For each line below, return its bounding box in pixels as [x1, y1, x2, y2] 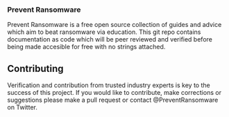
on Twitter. [7, 103, 38, 111]
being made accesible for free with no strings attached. [7, 43, 166, 51]
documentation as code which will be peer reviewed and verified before [7, 35, 213, 44]
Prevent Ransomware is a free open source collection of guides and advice [7, 21, 222, 29]
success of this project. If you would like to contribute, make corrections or [7, 89, 222, 97]
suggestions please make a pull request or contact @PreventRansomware [7, 96, 219, 105]
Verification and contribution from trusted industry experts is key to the [7, 81, 210, 89]
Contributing [7, 62, 64, 74]
